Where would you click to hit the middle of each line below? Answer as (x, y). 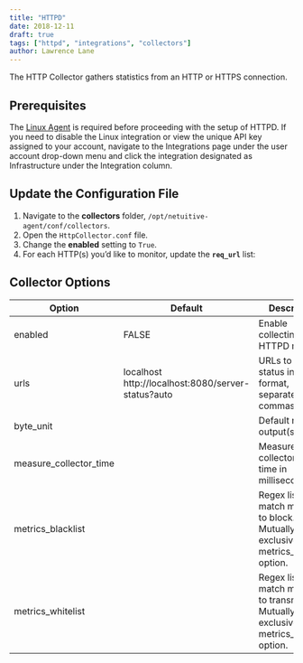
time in (273, 469)
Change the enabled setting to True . (90, 244)
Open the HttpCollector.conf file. (85, 235)
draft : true (32, 34)
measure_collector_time (64, 463)
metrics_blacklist (50, 528)
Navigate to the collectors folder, (84, 215)
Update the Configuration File (94, 194)
